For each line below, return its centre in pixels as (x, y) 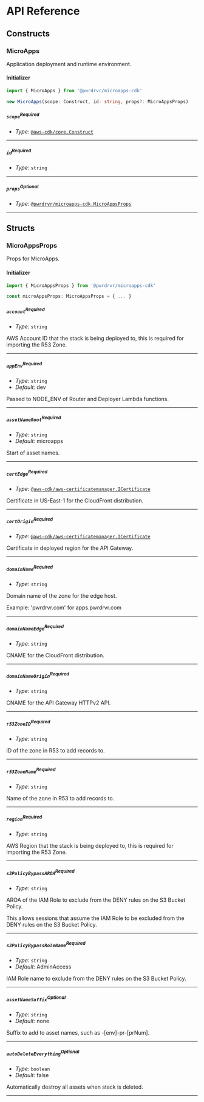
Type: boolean (32, 1069)
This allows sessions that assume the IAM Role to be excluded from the (95, 918)
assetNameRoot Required (34, 419)
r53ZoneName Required (31, 771)
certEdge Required (27, 473)
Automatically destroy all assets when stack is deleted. (75, 1087)
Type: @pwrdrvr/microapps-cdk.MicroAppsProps (73, 203)
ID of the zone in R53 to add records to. (56, 750)
